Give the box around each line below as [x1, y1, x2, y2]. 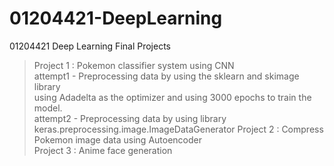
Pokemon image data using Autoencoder [33, 133, 202, 146]
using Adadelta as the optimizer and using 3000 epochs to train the [33, 91, 312, 103]
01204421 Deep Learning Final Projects [9, 40, 171, 52]
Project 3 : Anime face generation [33, 144, 173, 156]
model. [33, 102, 63, 114]
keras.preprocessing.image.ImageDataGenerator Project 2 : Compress [33, 123, 324, 135]
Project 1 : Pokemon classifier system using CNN [33, 59, 235, 71]
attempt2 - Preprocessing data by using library [33, 112, 227, 124]
